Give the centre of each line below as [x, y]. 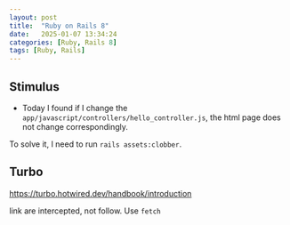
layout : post [33, 17]
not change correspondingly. [75, 126]
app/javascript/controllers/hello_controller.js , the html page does [152, 117]
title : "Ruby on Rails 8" [59, 26]
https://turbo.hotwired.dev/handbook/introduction [101, 193]
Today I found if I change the [75, 108]
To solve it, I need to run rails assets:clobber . [96, 144]
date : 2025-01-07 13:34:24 [63, 34]
